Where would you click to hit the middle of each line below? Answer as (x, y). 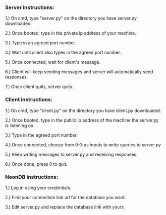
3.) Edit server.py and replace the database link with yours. (65, 207)
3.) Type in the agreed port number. (41, 135)
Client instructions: (29, 100)
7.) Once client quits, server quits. (39, 87)
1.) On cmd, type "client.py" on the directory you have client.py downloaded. (83, 110)
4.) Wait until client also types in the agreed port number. (63, 53)
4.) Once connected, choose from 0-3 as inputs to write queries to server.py (83, 145)
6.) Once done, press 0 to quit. (36, 164)
